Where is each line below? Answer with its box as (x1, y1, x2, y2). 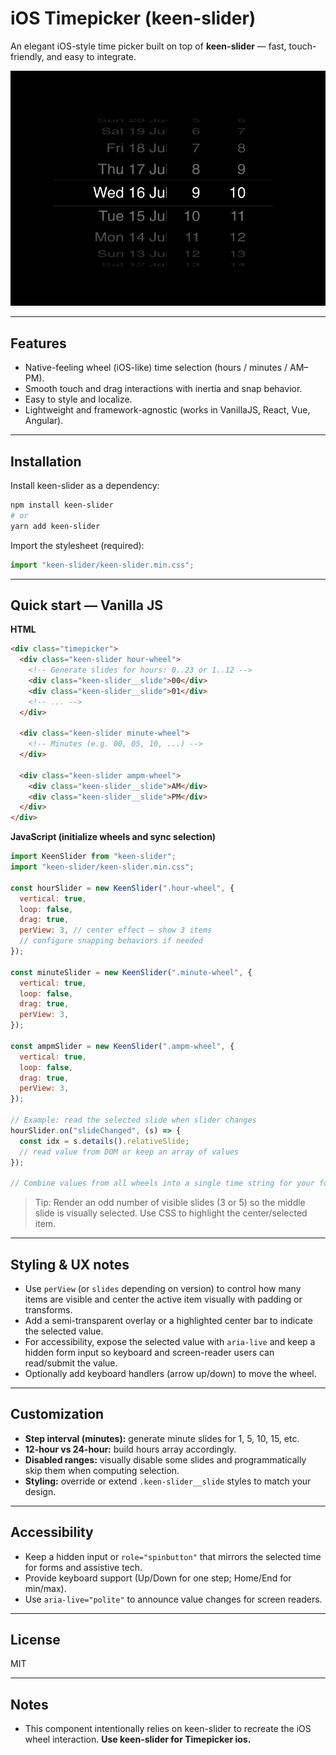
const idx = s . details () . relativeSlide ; (19, 1136, 190, 1146)
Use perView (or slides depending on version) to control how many (24, 1283, 302, 1295)
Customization (10, 1406, 105, 1423)
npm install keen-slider (10, 500, 114, 511)
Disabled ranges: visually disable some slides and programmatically (24, 1453, 307, 1466)
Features (10, 335, 67, 352)
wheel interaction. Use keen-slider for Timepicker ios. (24, 1733, 252, 1746)
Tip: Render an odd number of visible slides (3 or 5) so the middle (34, 1197, 306, 1209)
